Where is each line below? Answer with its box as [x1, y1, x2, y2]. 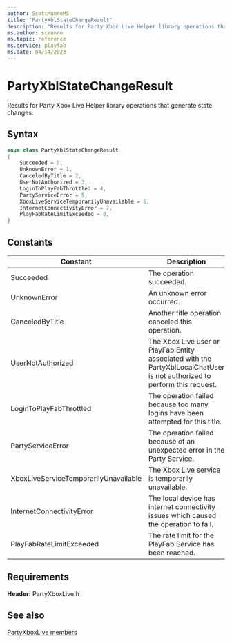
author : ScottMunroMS [7, 10, 70, 17]
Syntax [7, 128, 39, 140]
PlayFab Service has [148, 539, 215, 548]
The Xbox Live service [148, 465, 221, 475]
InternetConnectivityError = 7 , [19, 204, 113, 211]
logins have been [148, 408, 204, 417]
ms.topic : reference [7, 36, 67, 43]
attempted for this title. [148, 417, 222, 426]
